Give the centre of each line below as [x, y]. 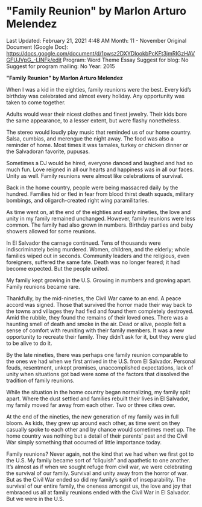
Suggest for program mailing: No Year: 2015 [61, 66]
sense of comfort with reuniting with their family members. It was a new [95, 330]
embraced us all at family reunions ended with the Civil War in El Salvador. [98, 492]
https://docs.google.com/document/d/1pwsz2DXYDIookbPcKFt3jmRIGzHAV [101, 53]
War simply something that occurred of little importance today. [84, 442]
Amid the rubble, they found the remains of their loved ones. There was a [97, 317]
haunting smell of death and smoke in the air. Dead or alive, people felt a [96, 324]
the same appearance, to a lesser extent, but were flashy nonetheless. [93, 120]
